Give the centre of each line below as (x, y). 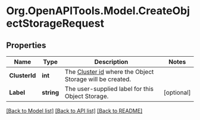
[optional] (177, 93)
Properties (26, 45)
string (50, 93)
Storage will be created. (98, 79)
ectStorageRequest (55, 23)
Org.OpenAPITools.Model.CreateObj (98, 11)
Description (111, 62)
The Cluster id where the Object (109, 72)
